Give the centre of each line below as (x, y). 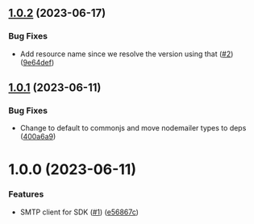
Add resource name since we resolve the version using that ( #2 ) (127, 54)
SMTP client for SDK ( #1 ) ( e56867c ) (79, 212)
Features (26, 194)
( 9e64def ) (37, 62)
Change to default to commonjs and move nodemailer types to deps (133, 128)
